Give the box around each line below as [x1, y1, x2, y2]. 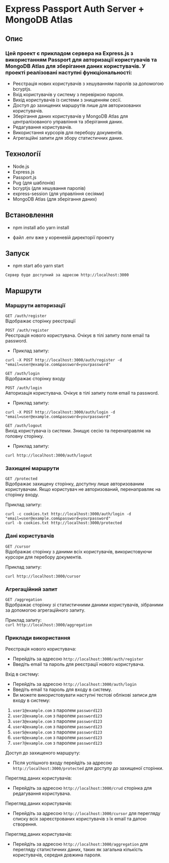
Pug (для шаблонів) [12, 180, 55, 186]
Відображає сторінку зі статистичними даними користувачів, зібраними [5, 601, 163, 608]
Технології [5, 149, 41, 159]
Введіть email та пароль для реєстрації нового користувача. [12, 661, 145, 667]
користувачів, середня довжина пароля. [12, 852, 102, 858]
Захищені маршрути [5, 464, 60, 471]
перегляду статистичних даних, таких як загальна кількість [12, 847, 143, 853]
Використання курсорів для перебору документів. [12, 129, 124, 136]
